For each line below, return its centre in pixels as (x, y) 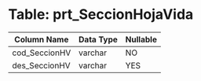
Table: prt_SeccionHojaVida (101, 15)
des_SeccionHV (41, 65)
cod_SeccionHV (42, 53)
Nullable (141, 39)
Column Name (42, 39)
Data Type (98, 39)
